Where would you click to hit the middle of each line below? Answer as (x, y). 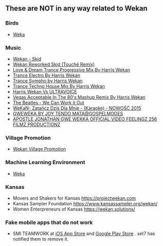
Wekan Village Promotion (39, 149)
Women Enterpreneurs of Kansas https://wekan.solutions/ (74, 209)
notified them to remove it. (40, 239)
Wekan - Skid (27, 59)
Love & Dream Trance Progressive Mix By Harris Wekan (72, 69)
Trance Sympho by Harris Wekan (48, 81)
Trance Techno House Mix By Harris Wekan (59, 86)
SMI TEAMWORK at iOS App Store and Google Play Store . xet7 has (84, 234)
